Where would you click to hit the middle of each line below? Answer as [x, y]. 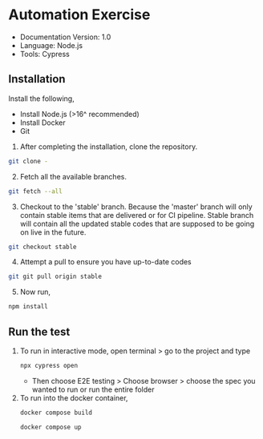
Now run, [35, 292]
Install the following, [41, 99]
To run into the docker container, [74, 397]
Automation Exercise [79, 15]
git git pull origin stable [55, 277]
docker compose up [51, 427]
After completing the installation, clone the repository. [109, 147]
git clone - [28, 161]
